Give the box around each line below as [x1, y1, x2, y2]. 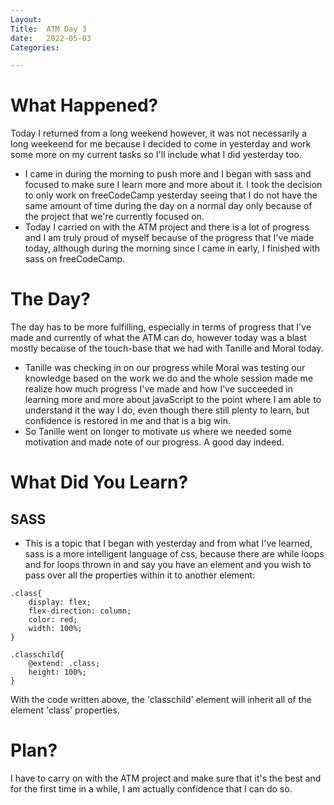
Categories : [10, 42, 60, 53]
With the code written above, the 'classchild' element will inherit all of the [10, 694, 312, 706]
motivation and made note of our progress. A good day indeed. [24, 436, 285, 448]
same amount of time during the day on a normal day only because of [24, 200, 313, 212]
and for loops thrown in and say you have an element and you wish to [24, 559, 312, 571]
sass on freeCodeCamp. [24, 253, 126, 265]
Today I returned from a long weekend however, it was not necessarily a [10, 127, 308, 140]
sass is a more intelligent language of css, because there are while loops [24, 548, 325, 560]
